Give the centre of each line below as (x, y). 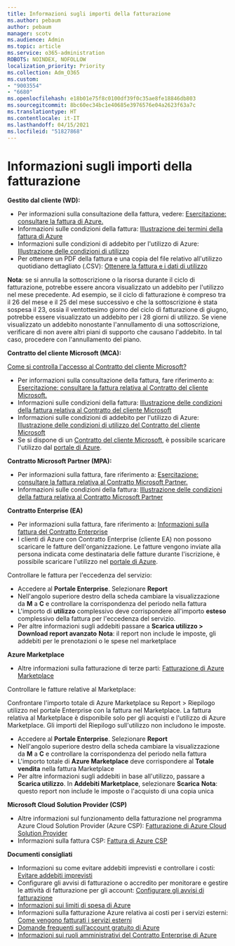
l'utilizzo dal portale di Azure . (60, 447)
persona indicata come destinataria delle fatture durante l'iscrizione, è (119, 554)
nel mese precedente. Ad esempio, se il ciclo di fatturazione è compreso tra (117, 295)
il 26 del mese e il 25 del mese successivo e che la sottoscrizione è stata (112, 302)
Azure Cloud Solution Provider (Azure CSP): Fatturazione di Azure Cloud (122, 826)
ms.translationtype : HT (42, 112)
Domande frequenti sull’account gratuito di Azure (88, 928)
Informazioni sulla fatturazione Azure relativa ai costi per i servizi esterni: (122, 913)
